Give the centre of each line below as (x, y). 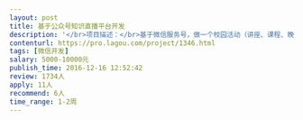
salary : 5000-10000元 (49, 60)
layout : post (34, 18)
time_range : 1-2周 (43, 102)
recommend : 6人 (37, 93)
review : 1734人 (37, 77)
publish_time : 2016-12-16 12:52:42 (76, 69)
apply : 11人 (31, 85)
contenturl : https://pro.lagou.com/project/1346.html (113, 43)
